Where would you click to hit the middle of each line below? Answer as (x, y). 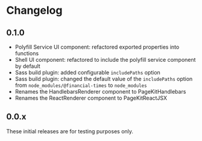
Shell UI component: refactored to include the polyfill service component (105, 60)
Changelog (34, 10)
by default (27, 66)
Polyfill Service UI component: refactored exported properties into (97, 47)
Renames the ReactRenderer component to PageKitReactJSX (91, 98)
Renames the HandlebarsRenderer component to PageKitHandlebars (100, 91)
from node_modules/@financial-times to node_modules (81, 85)
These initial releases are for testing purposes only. (70, 131)
